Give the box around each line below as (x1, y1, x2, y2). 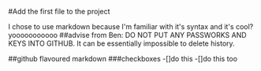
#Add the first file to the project (8, 7, 110, 16)
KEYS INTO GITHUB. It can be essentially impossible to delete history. (8, 39, 235, 48)
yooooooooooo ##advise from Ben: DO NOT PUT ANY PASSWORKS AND (8, 31, 247, 39)
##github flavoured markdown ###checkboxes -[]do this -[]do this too (8, 54, 238, 63)
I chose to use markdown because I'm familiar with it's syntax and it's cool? (8, 22, 254, 31)
